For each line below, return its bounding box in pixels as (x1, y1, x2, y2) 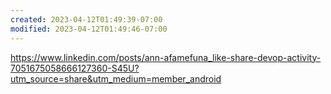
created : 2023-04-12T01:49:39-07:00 (10, 14, 163, 25)
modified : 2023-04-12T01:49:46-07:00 (10, 24, 168, 34)
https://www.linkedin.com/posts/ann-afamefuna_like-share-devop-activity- (10, 51, 322, 63)
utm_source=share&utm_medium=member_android (10, 72, 222, 85)
